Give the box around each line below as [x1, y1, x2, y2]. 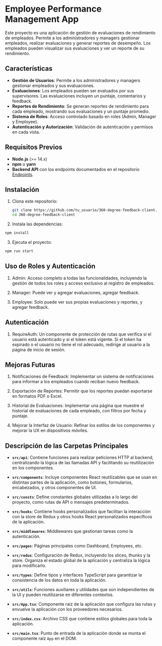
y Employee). [12, 119, 39, 124]
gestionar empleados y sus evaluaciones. [12, 83, 95, 88]
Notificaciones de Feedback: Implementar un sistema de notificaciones [12, 374, 154, 379]
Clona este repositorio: [12, 198, 58, 204]
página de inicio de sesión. [12, 346, 66, 353]
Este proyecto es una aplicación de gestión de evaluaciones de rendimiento [5, 30, 156, 35]
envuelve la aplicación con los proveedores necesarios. [12, 606, 123, 612]
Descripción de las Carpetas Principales [5, 442, 129, 450]
